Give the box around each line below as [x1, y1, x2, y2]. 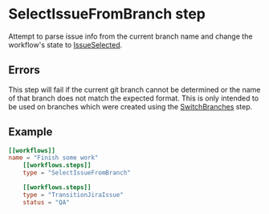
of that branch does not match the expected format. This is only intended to [8, 93, 259, 103]
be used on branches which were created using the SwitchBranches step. [8, 101, 253, 111]
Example [8, 126, 53, 139]
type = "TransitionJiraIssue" [22, 191, 124, 199]
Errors [8, 64, 40, 77]
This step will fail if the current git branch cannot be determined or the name [8, 84, 261, 94]
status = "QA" [22, 198, 70, 206]
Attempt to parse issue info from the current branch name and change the [8, 31, 253, 41]
